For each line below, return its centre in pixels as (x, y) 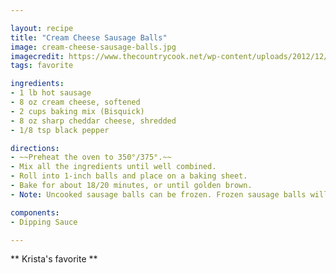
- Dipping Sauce (44, 222)
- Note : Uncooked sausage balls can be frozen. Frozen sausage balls (158, 194)
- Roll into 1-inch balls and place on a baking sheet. (129, 176)
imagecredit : (37, 56)
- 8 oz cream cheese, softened (75, 102)
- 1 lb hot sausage (51, 93)
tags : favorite (42, 66)
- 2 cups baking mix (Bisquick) (77, 111)
